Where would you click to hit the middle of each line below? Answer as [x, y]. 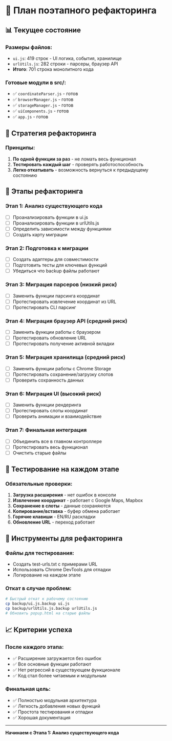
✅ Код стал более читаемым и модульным [59, 675]
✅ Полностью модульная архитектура [55, 700]
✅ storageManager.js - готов [43, 105]
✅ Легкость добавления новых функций [57, 706]
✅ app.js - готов [30, 117]
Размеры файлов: [29, 47]
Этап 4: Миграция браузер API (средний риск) [66, 321]
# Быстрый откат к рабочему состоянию [47, 599]
